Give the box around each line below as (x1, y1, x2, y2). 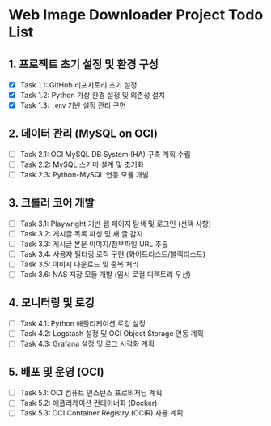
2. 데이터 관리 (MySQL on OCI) (8, 126, 158, 140)
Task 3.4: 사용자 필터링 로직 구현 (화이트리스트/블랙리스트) (19, 249, 206, 259)
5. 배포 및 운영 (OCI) (8, 364, 104, 378)
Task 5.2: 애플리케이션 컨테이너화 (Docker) (19, 398, 158, 408)
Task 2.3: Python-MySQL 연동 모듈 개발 (19, 170, 150, 180)
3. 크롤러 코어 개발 (8, 196, 95, 210)
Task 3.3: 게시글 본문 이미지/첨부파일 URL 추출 (19, 239, 168, 249)
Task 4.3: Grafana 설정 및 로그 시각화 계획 (19, 339, 155, 349)
